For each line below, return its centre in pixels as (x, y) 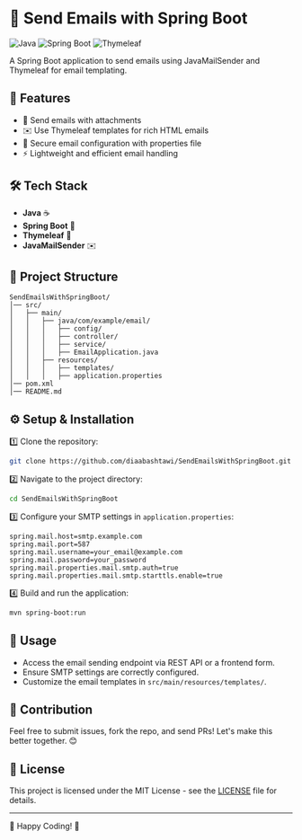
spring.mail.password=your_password (78, 560)
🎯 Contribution (51, 710)
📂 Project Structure (64, 276)
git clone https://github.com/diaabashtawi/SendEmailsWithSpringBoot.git (151, 462)
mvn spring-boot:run (48, 613)
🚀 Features (40, 98)
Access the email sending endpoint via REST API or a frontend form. (149, 662)
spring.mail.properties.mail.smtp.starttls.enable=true (116, 575)
